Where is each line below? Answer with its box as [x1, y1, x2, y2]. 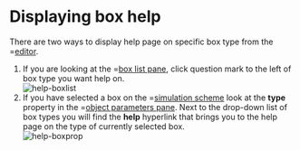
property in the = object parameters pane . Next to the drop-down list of [22, 101, 288, 112]
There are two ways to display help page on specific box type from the [9, 36, 274, 47]
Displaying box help [9, 6, 161, 27]
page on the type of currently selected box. [22, 120, 186, 132]
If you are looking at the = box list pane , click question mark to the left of [22, 63, 292, 74]
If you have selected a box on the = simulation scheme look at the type [22, 92, 286, 103]
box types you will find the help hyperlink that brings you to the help [22, 111, 278, 122]
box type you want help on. [22, 72, 125, 83]
